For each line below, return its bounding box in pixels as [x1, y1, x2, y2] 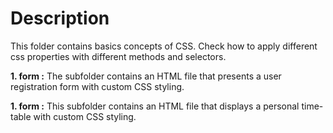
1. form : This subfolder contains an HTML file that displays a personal [10, 100, 300, 112]
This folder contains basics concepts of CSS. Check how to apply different [10, 40, 318, 52]
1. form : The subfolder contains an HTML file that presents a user [10, 70, 282, 82]
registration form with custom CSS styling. [10, 80, 185, 92]
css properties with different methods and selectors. [10, 50, 227, 62]
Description [10, 7, 110, 30]
